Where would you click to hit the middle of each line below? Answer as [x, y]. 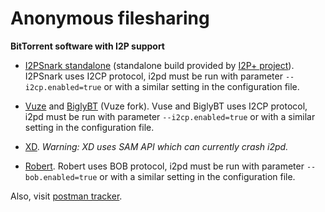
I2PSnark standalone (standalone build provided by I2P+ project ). [159, 65]
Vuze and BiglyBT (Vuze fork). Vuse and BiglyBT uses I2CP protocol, [166, 106]
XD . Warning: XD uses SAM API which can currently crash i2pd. [156, 146]
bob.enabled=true [61, 177]
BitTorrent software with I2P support [87, 46]
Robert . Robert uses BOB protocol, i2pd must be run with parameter [164, 166]
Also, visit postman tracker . [66, 196]
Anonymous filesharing [110, 18]
